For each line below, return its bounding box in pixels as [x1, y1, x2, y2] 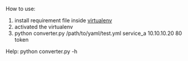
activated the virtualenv [14, 24, 74, 30]
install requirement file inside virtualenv [14, 17, 113, 24]
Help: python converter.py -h [5, 48, 78, 55]
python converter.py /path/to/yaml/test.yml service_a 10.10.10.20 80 [14, 30, 182, 37]
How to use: [5, 5, 36, 12]
